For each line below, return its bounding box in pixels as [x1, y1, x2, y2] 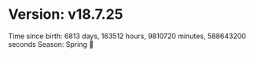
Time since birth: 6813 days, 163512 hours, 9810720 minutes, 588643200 [8, 31, 246, 41]
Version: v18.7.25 [8, 5, 123, 23]
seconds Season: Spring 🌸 [8, 39, 94, 48]
